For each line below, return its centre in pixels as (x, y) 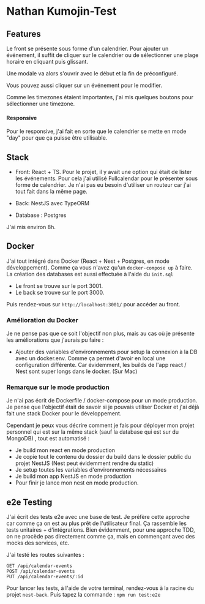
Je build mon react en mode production (65, 450)
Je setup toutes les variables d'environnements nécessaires (91, 470)
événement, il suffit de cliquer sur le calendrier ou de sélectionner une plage (102, 55)
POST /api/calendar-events (41, 572)
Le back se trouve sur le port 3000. (60, 292)
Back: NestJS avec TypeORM (52, 203)
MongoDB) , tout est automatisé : (48, 439)
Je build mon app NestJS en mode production (73, 477)
